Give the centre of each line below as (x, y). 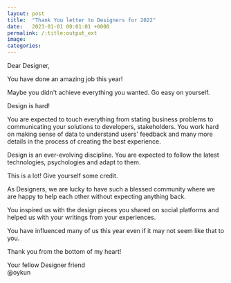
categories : (24, 46)
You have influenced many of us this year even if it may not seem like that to (116, 231)
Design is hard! (29, 106)
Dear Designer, (28, 66)
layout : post (26, 14)
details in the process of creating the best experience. (84, 141)
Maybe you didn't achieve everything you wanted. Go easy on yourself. (109, 92)
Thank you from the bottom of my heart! (64, 251)
